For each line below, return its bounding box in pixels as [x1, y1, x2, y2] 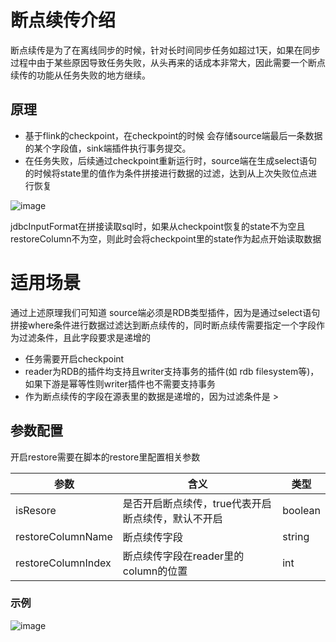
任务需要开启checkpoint [24, 352, 125, 365]
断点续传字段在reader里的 [122, 549, 245, 563]
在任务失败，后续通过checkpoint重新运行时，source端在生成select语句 [24, 154, 318, 166]
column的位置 [122, 564, 188, 578]
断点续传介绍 [10, 9, 117, 32]
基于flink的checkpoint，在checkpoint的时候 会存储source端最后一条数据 [24, 129, 323, 141]
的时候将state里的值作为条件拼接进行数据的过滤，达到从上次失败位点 [24, 167, 309, 179]
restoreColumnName [15, 529, 113, 543]
